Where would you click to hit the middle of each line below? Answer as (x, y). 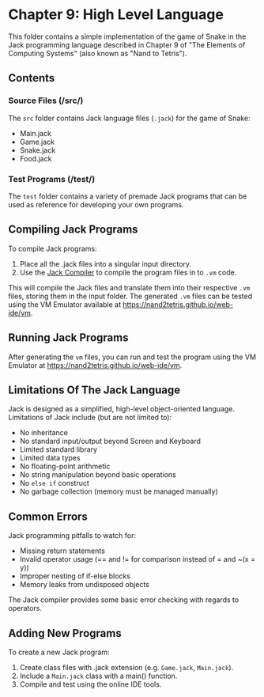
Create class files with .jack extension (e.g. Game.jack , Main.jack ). (126, 667)
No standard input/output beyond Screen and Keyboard (110, 441)
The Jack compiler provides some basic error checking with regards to (124, 600)
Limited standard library (58, 449)
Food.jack (36, 158)
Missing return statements (62, 551)
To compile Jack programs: (53, 248)
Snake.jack (38, 150)
